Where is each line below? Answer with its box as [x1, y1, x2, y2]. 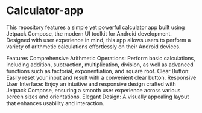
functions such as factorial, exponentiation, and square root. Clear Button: [6, 67, 190, 74]
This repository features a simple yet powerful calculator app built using [6, 24, 185, 31]
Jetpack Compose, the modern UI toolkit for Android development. [6, 30, 172, 37]
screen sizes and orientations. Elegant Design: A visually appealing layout [6, 93, 189, 100]
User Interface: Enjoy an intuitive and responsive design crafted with [6, 80, 176, 88]
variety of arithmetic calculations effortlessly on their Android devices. [6, 43, 181, 50]
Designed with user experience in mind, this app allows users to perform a [6, 36, 191, 44]
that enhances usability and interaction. [6, 99, 104, 106]
